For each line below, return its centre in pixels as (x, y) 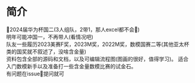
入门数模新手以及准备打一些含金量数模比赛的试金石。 (71, 66)
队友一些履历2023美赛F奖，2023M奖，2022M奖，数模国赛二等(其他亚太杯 (98, 44)
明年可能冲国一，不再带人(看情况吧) (50, 36)
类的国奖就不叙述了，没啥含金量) (46, 51)
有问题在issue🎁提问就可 (35, 74)
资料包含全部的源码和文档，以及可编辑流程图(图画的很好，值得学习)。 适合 (97, 59)
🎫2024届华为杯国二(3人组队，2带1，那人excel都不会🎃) (73, 29)
